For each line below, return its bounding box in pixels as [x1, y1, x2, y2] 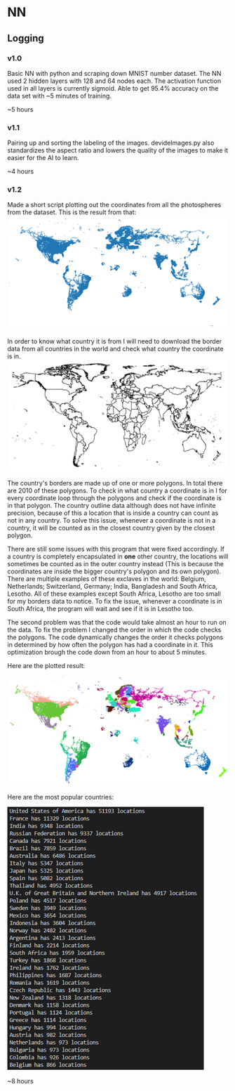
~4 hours [7, 167, 34, 176]
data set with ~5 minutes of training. [7, 91, 112, 100]
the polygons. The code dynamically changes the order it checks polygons [7, 633, 223, 641]
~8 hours [7, 1076, 34, 1085]
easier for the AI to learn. [7, 154, 79, 162]
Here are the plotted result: [7, 662, 86, 670]
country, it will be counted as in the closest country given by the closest [7, 524, 215, 533]
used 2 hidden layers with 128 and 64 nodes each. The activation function [7, 77, 222, 85]
